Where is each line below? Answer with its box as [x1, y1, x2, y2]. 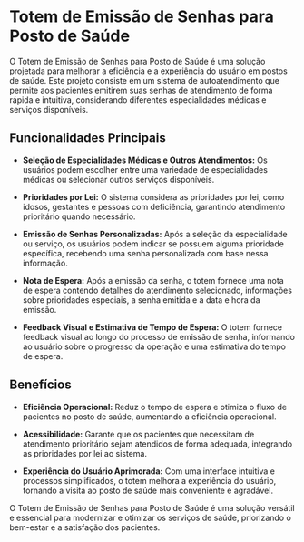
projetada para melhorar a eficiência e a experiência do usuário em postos [9, 65, 288, 76]
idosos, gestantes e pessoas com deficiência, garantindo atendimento [22, 201, 286, 212]
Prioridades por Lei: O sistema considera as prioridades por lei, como [22, 191, 285, 202]
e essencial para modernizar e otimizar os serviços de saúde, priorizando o [9, 512, 292, 523]
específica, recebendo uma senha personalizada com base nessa [22, 247, 269, 258]
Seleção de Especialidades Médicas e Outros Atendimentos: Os [22, 155, 268, 166]
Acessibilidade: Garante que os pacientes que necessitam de [22, 428, 255, 439]
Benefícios [9, 377, 72, 393]
